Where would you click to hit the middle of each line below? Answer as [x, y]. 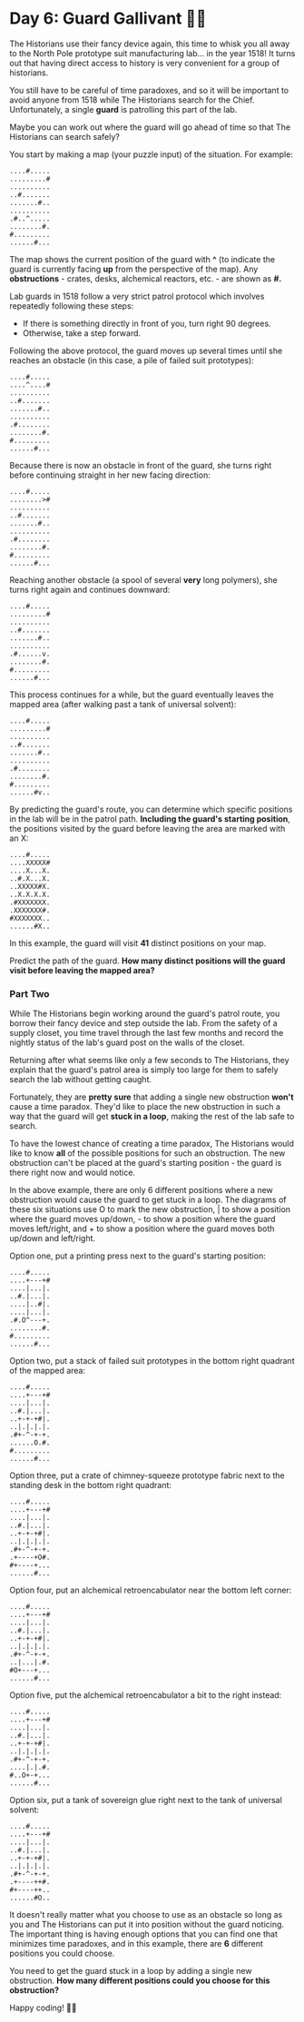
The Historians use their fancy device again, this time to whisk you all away [150, 44]
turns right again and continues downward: [90, 589]
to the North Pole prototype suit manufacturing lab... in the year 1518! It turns [152, 53]
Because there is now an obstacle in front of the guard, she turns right [141, 465]
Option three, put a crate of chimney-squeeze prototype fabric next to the [147, 1475]
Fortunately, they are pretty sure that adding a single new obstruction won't [152, 1097]
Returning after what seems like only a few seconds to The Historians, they [149, 1060]
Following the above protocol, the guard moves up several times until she [146, 350]
